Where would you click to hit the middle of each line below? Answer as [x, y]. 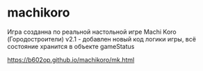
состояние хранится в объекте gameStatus [71, 46]
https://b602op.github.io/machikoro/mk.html [71, 59]
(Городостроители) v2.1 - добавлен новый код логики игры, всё [102, 39]
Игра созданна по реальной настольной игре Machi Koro [92, 32]
